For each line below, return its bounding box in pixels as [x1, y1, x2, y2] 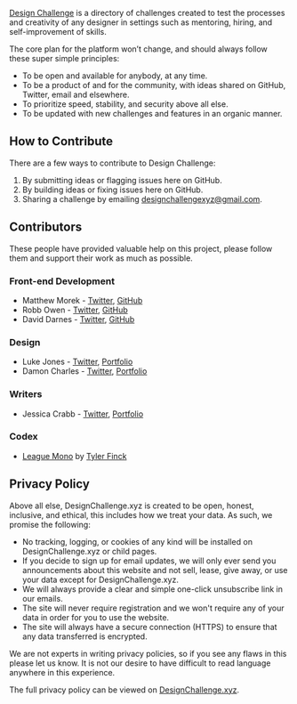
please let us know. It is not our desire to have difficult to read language [9, 658, 271, 668]
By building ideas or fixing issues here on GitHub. [21, 184, 204, 195]
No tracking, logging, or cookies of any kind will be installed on [21, 536, 253, 546]
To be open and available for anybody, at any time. [21, 70, 208, 81]
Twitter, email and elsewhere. [21, 89, 130, 100]
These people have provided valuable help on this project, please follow [9, 243, 273, 254]
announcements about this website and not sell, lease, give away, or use [21, 564, 288, 575]
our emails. [21, 593, 64, 603]
